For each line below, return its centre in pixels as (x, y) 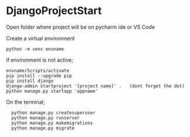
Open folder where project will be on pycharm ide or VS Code (81, 27)
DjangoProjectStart (54, 11)
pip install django (30, 81)
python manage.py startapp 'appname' (52, 91)
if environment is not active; (40, 60)
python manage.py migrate (43, 128)
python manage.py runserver (46, 118)
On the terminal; (26, 102)
